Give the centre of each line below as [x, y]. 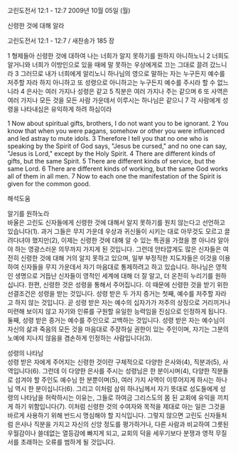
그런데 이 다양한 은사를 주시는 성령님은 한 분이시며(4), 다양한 [126, 371]
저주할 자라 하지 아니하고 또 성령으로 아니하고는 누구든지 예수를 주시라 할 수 [112, 82]
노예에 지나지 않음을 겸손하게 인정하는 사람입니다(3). [80, 338]
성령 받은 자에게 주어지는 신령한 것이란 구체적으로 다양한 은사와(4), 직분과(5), [114, 362]
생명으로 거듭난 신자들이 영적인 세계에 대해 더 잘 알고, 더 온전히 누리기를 [114, 276]
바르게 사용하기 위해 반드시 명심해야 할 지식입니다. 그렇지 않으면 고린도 [105, 415]
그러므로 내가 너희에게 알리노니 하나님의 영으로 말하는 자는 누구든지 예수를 [123, 74]
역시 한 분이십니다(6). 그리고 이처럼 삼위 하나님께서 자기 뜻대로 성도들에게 [117, 389]
